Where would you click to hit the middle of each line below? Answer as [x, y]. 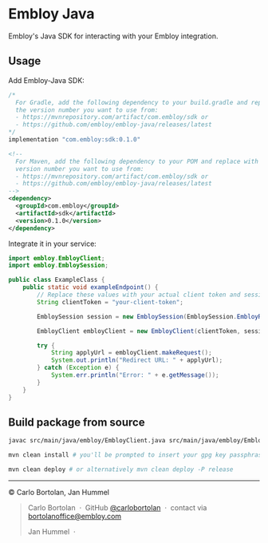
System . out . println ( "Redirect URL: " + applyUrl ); [137, 360]
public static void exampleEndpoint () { [91, 287]
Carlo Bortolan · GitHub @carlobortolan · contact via [117, 507]
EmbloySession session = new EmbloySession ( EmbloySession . [137, 316]
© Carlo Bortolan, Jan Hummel [59, 492]
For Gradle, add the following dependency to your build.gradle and [132, 102]
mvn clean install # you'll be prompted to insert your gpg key [117, 455]
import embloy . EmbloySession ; [59, 266]
